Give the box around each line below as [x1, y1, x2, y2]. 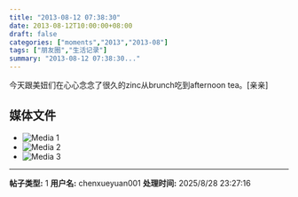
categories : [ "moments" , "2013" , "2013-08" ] [9, 37, 169, 47]
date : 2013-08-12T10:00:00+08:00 [9, 21, 133, 30]
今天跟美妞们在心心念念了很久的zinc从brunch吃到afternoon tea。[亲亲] [9, 80, 269, 90]
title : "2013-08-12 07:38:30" [9, 12, 122, 22]
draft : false [9, 29, 58, 38]
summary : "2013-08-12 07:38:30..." [9, 54, 141, 63]
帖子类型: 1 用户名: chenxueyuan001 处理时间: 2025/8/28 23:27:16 [9, 177, 251, 188]
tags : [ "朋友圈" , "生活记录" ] [9, 46, 108, 55]
